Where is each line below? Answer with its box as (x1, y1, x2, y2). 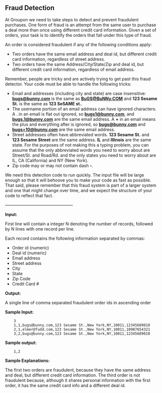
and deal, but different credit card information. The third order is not (5, 372, 140, 378)
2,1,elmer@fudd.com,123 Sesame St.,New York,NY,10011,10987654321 (14, 327, 150, 332)
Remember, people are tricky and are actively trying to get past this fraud (5, 76, 151, 82)
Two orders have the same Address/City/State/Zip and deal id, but (12, 61, 144, 67)
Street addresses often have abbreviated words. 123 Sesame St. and (12, 131, 149, 137)
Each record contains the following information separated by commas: (5, 235, 145, 241)
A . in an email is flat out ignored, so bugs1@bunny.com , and (12, 111, 134, 117)
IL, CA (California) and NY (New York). (12, 157, 88, 163)
